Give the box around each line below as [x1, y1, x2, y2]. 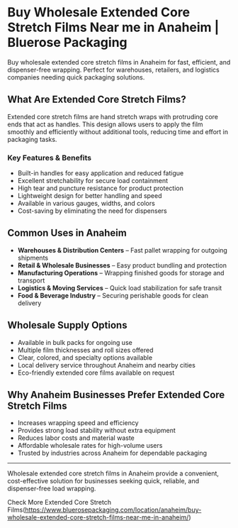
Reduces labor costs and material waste [17, 434, 135, 442]
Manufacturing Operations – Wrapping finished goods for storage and [17, 268, 225, 277]
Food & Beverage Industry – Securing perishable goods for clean [17, 291, 209, 299]
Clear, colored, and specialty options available [17, 353, 153, 362]
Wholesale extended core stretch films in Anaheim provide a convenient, [7, 469, 220, 478]
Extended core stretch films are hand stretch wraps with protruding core [7, 112, 218, 121]
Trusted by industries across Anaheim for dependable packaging [17, 449, 208, 458]
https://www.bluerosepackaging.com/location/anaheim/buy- [24, 505, 202, 515]
